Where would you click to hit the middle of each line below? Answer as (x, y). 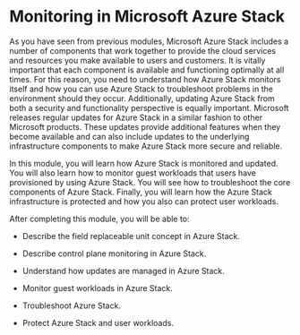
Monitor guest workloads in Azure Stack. (97, 288)
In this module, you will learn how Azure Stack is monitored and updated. (144, 163)
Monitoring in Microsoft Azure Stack (147, 17)
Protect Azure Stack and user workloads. (98, 322)
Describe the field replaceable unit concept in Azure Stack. (131, 236)
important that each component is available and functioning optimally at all (147, 70)
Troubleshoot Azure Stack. (71, 305)
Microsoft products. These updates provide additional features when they (145, 126)
